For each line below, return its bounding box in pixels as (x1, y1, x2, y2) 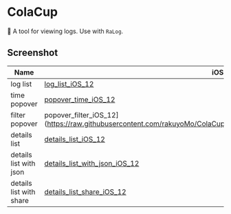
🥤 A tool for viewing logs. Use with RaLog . (7, 27, 124, 35)
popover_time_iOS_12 (44, 95, 115, 104)
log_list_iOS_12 (44, 79, 94, 88)
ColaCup (7, 4, 58, 20)
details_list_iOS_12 (44, 134, 105, 144)
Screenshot (7, 47, 58, 59)
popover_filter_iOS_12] (44, 110, 119, 119)
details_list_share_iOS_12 (44, 187, 126, 197)
